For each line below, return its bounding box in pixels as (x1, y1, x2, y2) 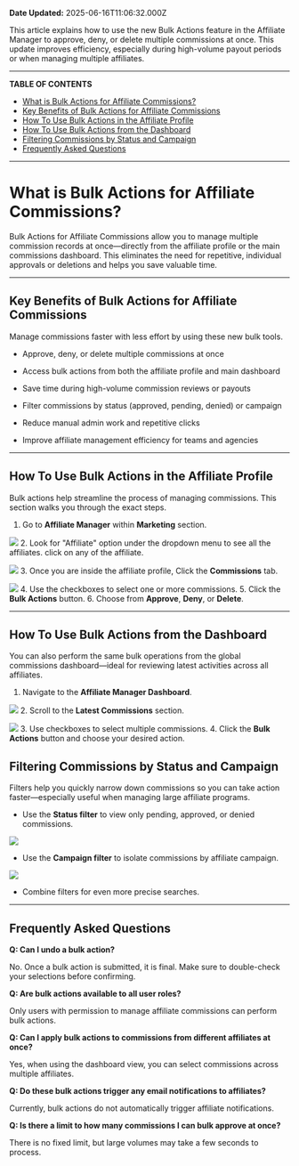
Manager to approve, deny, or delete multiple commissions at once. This (9, 35, 274, 45)
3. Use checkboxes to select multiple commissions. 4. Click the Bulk (20, 724, 271, 734)
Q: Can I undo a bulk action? (9, 944, 116, 955)
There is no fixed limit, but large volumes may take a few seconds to (9, 1138, 259, 1147)
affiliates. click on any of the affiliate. (9, 547, 144, 557)
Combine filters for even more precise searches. (21, 887, 200, 897)
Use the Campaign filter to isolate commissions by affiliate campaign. (21, 853, 279, 863)
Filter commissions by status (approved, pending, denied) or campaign (21, 400, 282, 410)
